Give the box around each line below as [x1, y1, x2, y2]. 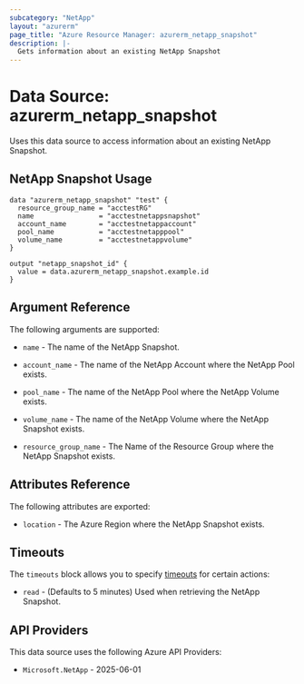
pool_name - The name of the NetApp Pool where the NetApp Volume [22, 386, 279, 397]
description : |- [9, 38, 71, 48]
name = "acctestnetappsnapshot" [17, 211, 201, 221]
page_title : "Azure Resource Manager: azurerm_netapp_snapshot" [9, 30, 258, 39]
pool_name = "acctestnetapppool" [17, 227, 184, 236]
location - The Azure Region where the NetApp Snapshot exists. [22, 519, 265, 530]
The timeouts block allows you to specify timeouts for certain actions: [9, 569, 270, 580]
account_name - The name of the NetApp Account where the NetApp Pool [22, 359, 295, 370]
